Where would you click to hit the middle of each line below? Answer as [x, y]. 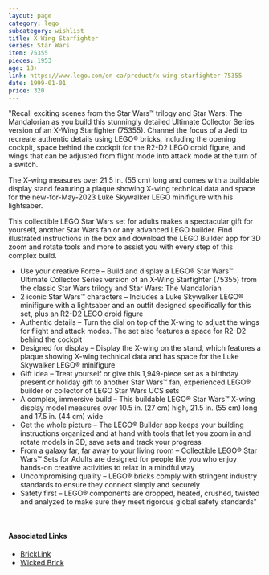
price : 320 [26, 90]
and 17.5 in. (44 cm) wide [61, 417]
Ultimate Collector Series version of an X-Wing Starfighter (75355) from [138, 280]
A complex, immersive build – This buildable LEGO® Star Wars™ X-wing [137, 400]
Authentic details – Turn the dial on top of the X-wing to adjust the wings [139, 322]
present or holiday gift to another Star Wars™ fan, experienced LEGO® [135, 382]
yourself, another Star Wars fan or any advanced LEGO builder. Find [120, 230]
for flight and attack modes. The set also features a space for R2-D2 [133, 331]
